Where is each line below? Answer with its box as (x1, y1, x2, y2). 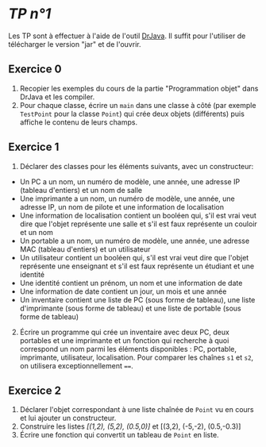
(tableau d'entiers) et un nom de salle (19, 185, 143, 195)
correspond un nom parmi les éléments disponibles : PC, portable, (19, 344, 237, 353)
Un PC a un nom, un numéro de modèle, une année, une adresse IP (19, 176, 241, 187)
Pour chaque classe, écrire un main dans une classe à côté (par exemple (19, 100, 256, 110)
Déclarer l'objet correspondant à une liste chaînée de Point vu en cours (19, 405, 254, 414)
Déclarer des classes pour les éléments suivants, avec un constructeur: (19, 161, 254, 171)
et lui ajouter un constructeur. (19, 414, 117, 423)
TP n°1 (8, 5, 52, 23)
